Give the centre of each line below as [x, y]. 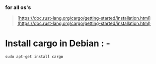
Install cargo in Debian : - [58, 43]
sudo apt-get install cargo [34, 57]
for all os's [18, 7]
